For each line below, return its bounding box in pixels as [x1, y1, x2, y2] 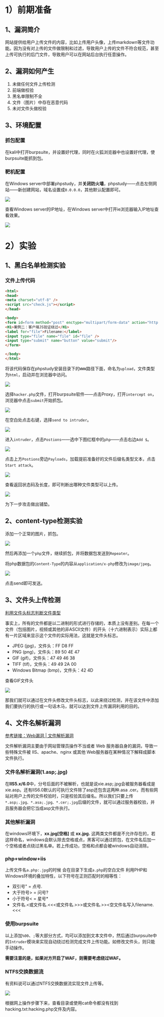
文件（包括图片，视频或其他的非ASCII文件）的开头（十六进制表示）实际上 [5, 626, 153, 632]
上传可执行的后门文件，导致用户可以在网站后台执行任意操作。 [5, 52, 129, 57]
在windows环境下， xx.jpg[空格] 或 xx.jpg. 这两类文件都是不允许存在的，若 [5, 830, 156, 836]
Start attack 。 [5, 462, 36, 468]
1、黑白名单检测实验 [5, 261, 66, 270]
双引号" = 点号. [12, 884, 42, 890]
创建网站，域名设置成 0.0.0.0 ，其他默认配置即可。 [21, 187, 123, 192]
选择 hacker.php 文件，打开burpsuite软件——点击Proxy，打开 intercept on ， [5, 391, 157, 397]
